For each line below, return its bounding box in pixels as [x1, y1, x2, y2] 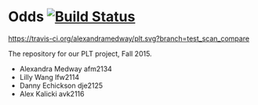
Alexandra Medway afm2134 [19, 63, 112, 74]
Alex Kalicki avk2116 [19, 89, 85, 98]
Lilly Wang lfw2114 [19, 72, 80, 81]
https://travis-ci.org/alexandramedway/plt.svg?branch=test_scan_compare [8, 34, 249, 43]
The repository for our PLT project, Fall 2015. [8, 49, 152, 58]
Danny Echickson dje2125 [19, 81, 104, 90]
